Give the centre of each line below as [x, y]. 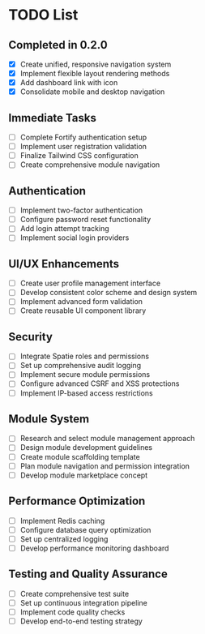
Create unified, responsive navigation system [96, 64]
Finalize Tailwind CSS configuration [79, 156]
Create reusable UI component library [83, 311]
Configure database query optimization [85, 529]
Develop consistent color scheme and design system [109, 293]
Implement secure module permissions [85, 375]
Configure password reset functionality [85, 220]
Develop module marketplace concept [84, 475]
